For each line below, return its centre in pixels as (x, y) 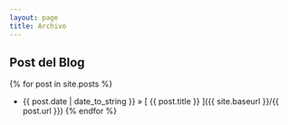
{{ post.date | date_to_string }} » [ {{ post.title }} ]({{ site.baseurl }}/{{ (150, 102)
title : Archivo (38, 26)
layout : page (34, 18)
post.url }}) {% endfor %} (70, 111)
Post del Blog (47, 62)
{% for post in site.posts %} (61, 84)
